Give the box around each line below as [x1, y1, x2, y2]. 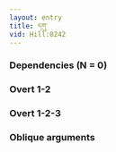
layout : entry [9, 13, 63, 22]
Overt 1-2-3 [9, 107, 61, 120]
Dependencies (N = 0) [9, 59, 108, 72]
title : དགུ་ [9, 21, 48, 30]
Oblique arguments [9, 131, 96, 144]
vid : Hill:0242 [9, 30, 67, 38]
